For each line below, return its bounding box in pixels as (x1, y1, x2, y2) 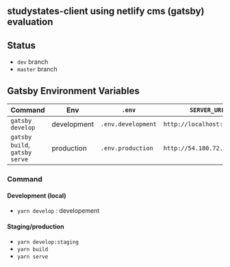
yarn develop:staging (16, 239, 79, 246)
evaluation (7, 16, 53, 28)
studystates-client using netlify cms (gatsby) (7, 5, 205, 17)
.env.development (100, 120, 157, 128)
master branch (16, 65, 57, 73)
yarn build (16, 246, 49, 253)
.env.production (100, 144, 154, 152)
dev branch (16, 58, 49, 66)
